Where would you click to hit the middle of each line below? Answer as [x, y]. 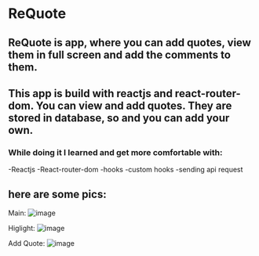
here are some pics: [58, 194]
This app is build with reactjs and [90, 94]
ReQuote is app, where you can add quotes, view [129, 43]
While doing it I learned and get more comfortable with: [115, 152]
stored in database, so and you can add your [119, 118]
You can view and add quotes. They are [134, 105]
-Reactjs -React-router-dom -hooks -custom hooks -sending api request [126, 170]
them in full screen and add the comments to [120, 54]
